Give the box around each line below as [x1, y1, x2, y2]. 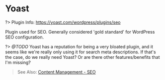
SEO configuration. [5, 34, 44, 40]
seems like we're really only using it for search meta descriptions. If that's [5, 49, 156, 55]
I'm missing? [5, 59, 31, 65]
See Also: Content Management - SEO [17, 69, 96, 75]
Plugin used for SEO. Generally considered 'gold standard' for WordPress [5, 29, 155, 35]
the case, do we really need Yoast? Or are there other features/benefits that [5, 54, 160, 60]
